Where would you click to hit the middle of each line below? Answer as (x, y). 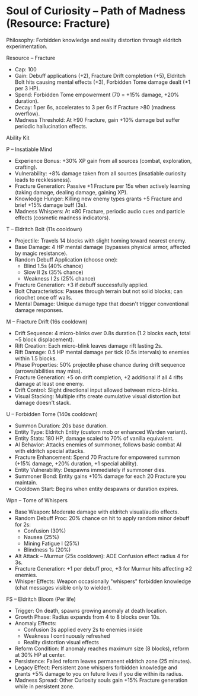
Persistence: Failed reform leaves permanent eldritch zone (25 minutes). (103, 661)
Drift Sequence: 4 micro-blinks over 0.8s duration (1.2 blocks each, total (103, 333)
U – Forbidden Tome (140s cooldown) (52, 414)
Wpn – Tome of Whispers (37, 500)
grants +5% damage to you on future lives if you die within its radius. (99, 673)
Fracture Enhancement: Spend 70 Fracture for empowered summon (97, 457)
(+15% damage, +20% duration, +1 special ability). (76, 463)
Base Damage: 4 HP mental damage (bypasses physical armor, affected (103, 247)
